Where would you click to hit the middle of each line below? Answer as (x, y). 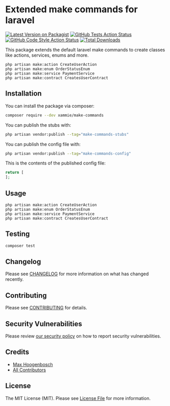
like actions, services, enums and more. (47, 55)
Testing (18, 234)
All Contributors (29, 370)
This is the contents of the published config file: (55, 163)
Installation (23, 94)
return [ (15, 173)
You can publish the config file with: (43, 144)
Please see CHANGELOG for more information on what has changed (77, 274)
